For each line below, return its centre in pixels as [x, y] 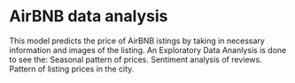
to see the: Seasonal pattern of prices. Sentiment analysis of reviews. [136, 59]
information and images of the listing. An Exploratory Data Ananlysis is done [148, 49]
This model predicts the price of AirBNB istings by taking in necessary [137, 41]
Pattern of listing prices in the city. [72, 69]
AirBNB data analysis [89, 16]
